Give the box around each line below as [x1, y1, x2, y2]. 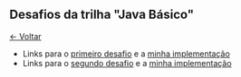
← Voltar [9, 30, 43, 41]
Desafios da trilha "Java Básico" [9, 7, 195, 22]
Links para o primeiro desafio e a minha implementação [22, 48, 231, 59]
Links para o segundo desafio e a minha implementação [22, 57, 233, 68]
